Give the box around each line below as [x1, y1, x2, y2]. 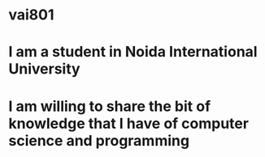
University [8, 60, 80, 78]
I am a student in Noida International [8, 43, 258, 62]
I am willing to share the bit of [8, 97, 211, 115]
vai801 [8, 6, 54, 24]
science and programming [8, 131, 189, 150]
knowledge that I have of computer [8, 114, 250, 133]
